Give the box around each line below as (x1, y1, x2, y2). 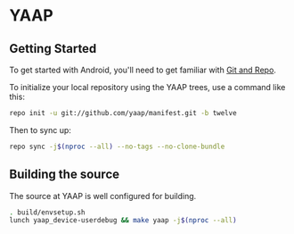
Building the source (9, 167, 120, 182)
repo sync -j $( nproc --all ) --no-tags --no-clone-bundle (9, 142, 225, 151)
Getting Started (9, 41, 97, 56)
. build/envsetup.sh (9, 207, 86, 217)
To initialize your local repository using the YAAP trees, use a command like (9, 82, 286, 92)
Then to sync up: (9, 124, 71, 135)
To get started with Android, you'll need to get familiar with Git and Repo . (9, 64, 276, 75)
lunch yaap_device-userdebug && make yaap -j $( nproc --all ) (9, 216, 238, 225)
